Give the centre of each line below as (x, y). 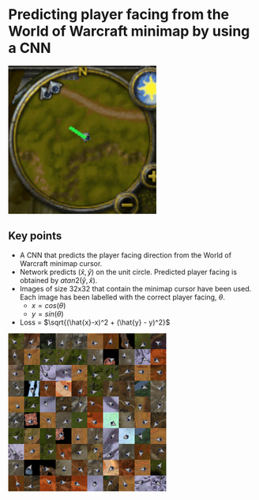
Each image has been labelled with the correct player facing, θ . (122, 297)
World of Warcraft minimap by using (129, 31)
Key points (35, 236)
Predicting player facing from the (119, 15)
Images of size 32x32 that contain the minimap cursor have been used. (135, 288)
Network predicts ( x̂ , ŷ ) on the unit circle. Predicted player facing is (128, 272)
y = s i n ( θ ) (48, 314)
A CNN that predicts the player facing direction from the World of (125, 255)
